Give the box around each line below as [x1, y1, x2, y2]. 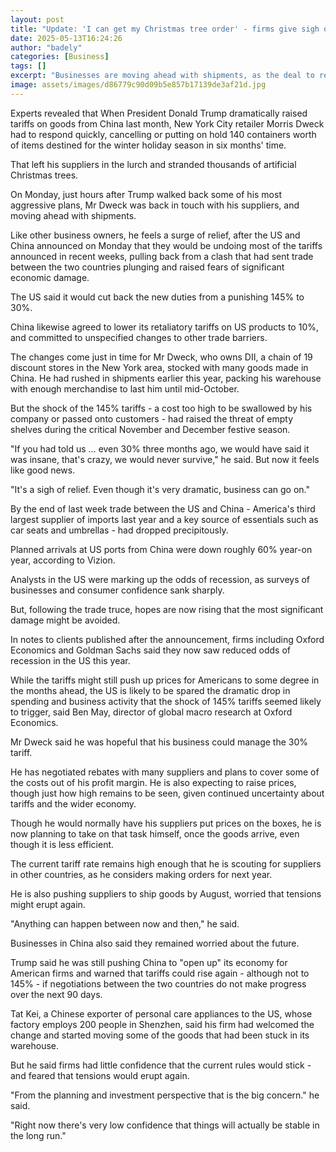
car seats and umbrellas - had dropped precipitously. [10, 524, 229, 536]
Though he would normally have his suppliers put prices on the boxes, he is [10, 817, 322, 829]
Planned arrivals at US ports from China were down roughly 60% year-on [10, 543, 313, 555]
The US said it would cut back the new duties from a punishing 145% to [10, 291, 305, 303]
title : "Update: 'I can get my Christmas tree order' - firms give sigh [10, 24, 320, 34]
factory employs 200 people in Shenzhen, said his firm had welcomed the [10, 1018, 315, 1030]
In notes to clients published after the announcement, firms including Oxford [10, 633, 325, 645]
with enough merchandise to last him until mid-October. [10, 382, 240, 395]
